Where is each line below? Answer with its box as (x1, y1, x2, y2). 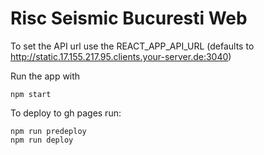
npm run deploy (10, 135, 74, 145)
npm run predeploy (10, 126, 87, 136)
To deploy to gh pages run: (10, 107, 122, 119)
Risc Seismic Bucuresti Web (10, 7, 248, 30)
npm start (10, 89, 52, 99)
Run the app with (10, 70, 81, 82)
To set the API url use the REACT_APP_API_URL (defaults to (10, 40, 255, 52)
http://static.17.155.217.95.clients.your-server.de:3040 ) (10, 50, 232, 62)
